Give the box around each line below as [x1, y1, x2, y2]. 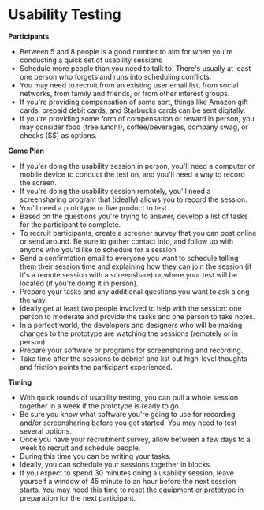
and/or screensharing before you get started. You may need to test [19, 418, 237, 427]
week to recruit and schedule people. [19, 443, 141, 452]
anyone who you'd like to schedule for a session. [19, 244, 179, 254]
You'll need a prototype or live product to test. [19, 203, 169, 212]
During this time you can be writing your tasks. [19, 451, 172, 460]
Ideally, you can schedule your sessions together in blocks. [19, 460, 213, 469]
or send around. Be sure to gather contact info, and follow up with [19, 236, 234, 246]
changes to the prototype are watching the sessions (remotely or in [19, 329, 239, 338]
